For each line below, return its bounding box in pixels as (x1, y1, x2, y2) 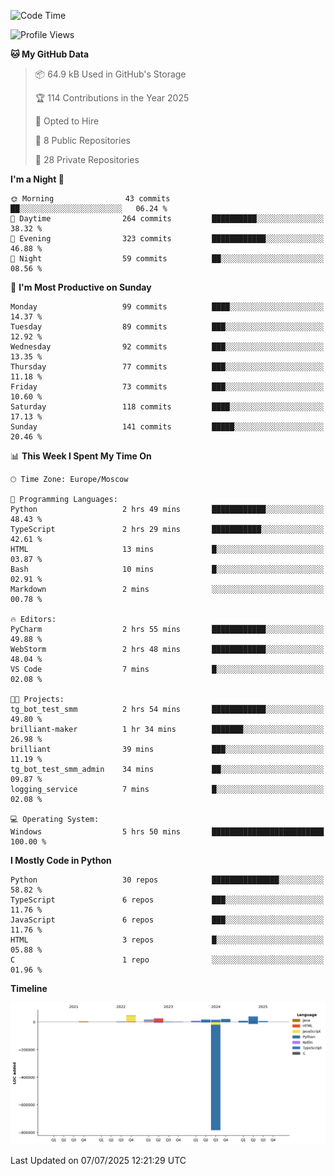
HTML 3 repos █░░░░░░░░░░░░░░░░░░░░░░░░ (10, 935, 325, 945)
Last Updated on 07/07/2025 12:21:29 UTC (10, 1154, 187, 1166)
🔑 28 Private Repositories (34, 154, 140, 165)
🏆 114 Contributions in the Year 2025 (34, 92, 190, 104)
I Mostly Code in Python (10, 855, 112, 866)
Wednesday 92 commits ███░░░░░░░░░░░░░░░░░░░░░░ (10, 342, 325, 352)
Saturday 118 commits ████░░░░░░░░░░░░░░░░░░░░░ (10, 402, 325, 412)
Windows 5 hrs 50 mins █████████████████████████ (10, 827, 325, 837)
